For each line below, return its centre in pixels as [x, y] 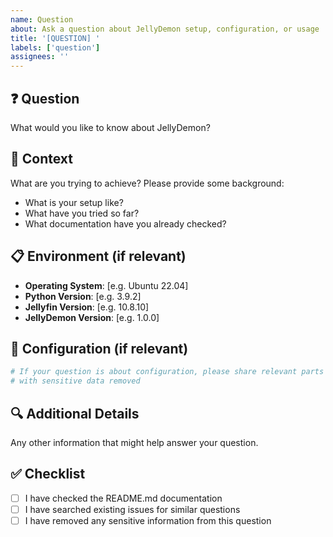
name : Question [42, 19]
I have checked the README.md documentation [123, 498]
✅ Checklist [48, 474]
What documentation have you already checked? [125, 223]
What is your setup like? [74, 202]
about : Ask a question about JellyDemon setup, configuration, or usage [165, 29]
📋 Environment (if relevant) [98, 256]
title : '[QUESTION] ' [55, 38]
